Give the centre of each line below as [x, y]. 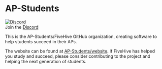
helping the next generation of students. [46, 61]
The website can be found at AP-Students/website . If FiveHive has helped [80, 51]
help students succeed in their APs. [41, 41]
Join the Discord [22, 27]
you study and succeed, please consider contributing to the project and [78, 56]
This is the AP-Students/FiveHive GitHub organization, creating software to [81, 36]
